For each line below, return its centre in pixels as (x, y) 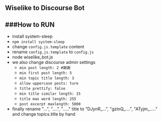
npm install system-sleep (38, 42)
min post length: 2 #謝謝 (45, 68)
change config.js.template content (48, 47)
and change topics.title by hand (44, 114)
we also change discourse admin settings (54, 62)
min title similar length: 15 (50, 94)
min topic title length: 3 (47, 78)
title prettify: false (42, 89)
